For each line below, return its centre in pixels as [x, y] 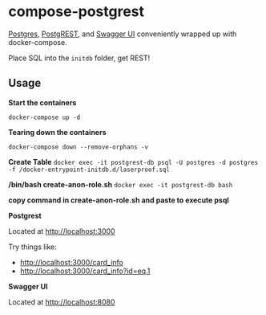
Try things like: [33, 247]
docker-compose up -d [44, 117]
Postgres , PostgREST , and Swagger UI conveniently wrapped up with [123, 34]
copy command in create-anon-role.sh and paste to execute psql [119, 200]
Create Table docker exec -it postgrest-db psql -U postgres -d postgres [133, 162]
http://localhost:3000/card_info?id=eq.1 [85, 271]
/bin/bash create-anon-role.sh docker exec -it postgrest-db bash [121, 184]
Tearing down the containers [57, 132]
